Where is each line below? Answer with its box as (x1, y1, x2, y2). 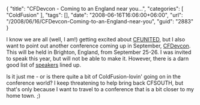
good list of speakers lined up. (6, 61, 81, 68)
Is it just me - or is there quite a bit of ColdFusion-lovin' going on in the (6, 73, 181, 80)
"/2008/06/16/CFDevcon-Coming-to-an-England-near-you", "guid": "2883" (6, 18, 194, 25)
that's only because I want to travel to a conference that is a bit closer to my (6, 86, 194, 92)
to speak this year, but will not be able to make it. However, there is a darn (6, 55, 189, 62)
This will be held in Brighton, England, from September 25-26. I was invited (6, 49, 192, 56)
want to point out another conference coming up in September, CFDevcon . (6, 42, 191, 49)
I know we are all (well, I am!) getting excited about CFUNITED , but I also (6, 36, 185, 43)
